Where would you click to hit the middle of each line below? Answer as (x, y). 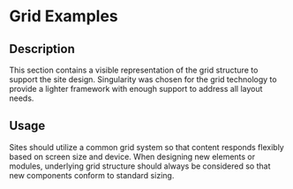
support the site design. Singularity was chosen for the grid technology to (143, 79)
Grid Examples (64, 16)
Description (42, 49)
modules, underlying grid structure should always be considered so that (140, 166)
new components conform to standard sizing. (92, 175)
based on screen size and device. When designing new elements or (132, 156)
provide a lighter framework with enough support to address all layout (136, 89)
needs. (22, 98)
